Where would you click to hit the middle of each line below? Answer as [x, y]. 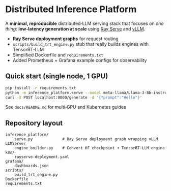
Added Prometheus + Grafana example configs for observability [80, 60]
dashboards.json [32, 166]
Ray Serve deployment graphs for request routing [65, 39]
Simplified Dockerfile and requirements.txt [58, 55]
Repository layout [34, 123]
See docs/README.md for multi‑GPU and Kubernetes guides [66, 107]
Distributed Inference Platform [71, 9]
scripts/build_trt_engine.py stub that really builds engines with [81, 44]
